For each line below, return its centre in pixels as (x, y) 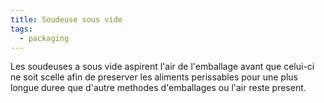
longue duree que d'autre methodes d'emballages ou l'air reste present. (158, 88)
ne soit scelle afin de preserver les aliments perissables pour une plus (154, 77)
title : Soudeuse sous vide (66, 19)
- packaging (44, 38)
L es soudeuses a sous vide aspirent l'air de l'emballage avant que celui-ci (162, 67)
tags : (21, 29)
